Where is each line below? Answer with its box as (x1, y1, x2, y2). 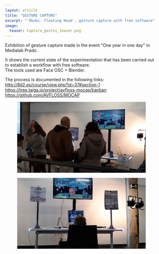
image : (5, 23, 18, 28)
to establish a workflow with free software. (5, 62, 91, 68)
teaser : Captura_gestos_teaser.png (9, 28, 81, 34)
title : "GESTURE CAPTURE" (5, 13, 57, 18)
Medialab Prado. (5, 48, 38, 54)
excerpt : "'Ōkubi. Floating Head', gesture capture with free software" (5, 18, 155, 23)
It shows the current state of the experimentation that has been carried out (5, 57, 154, 63)
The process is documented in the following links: (5, 77, 104, 83)
